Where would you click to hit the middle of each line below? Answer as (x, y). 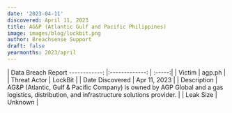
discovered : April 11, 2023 (48, 20)
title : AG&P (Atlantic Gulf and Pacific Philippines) (87, 27)
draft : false (26, 46)
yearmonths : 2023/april (42, 53)
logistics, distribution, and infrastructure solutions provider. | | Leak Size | (112, 94)
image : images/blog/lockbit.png (54, 33)
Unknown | (23, 102)
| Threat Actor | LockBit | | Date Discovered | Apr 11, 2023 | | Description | (113, 80)
